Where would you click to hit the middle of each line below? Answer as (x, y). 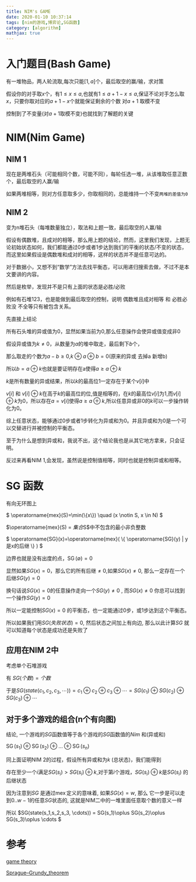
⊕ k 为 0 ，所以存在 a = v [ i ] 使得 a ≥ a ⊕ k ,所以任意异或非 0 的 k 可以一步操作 (95, 401)
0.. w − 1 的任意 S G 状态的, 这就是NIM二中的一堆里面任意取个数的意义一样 (97, 800)
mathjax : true (23, 33)
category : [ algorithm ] (34, 28)
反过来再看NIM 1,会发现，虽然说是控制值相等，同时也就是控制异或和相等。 (95, 460)
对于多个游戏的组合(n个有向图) (61, 719)
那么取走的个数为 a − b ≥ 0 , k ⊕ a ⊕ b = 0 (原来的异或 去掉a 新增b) (87, 356)
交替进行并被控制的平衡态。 (44, 428)
